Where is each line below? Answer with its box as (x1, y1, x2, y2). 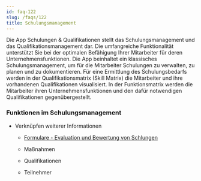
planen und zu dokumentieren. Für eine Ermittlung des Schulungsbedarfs (6, 68, 187, 76)
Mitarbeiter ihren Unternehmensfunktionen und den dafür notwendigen (6, 88, 182, 95)
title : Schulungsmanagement (6, 20, 77, 26)
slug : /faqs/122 (6, 14, 47, 20)
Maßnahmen (23, 145, 55, 153)
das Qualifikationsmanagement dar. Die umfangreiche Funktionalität (6, 43, 174, 50)
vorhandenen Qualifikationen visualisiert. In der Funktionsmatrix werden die (6, 81, 193, 88)
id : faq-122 (6, 8, 36, 15)
